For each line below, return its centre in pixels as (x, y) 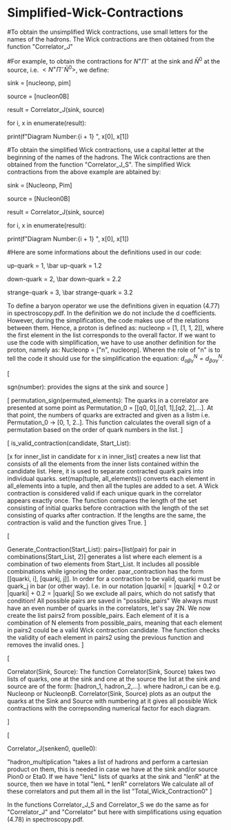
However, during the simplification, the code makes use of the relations (108, 321)
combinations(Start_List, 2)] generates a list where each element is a (104, 556)
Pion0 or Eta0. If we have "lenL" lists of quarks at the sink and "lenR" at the (113, 776)
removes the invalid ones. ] (46, 645)
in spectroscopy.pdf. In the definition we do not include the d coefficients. (112, 313)
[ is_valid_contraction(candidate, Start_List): (69, 443)
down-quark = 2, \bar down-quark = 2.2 (64, 279)
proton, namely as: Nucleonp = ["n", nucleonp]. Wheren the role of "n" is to (114, 350)
